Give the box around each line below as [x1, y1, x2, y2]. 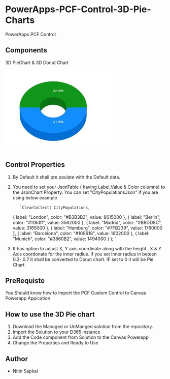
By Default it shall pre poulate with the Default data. [12, 174, 121, 180]
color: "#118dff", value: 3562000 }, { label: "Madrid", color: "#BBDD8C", [12, 219, 162, 225]
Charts [5, 14, 35, 26]
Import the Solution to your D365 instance [12, 329, 100, 335]
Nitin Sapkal [12, 368, 38, 374]
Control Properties [5, 160, 65, 169]
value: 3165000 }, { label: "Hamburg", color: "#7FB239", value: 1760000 [12, 225, 163, 231]
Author [5, 355, 28, 363]
